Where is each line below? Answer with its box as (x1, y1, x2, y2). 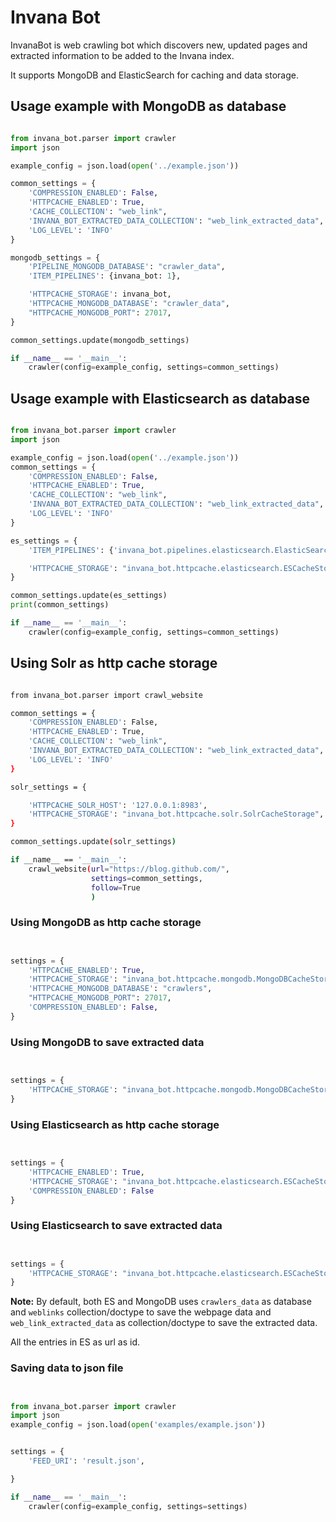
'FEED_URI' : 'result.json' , (28, 1456, 145, 1466)
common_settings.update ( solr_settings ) (10, 837, 177, 847)
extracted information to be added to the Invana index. (10, 49, 235, 61)
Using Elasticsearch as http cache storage (10, 1117, 220, 1131)
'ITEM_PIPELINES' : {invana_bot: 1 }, (28, 271, 182, 281)
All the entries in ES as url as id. (10, 1336, 141, 1348)
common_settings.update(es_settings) (10, 591, 168, 601)
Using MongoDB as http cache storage (10, 916, 202, 930)
